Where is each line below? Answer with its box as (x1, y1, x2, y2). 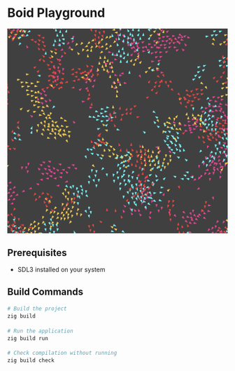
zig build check (7, 357, 55, 364)
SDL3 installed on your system (17, 265, 106, 274)
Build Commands (7, 285, 84, 297)
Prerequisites (7, 247, 67, 259)
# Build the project (7, 305, 68, 313)
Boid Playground (7, 5, 106, 21)
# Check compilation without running (7, 349, 117, 357)
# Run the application (7, 328, 73, 335)
